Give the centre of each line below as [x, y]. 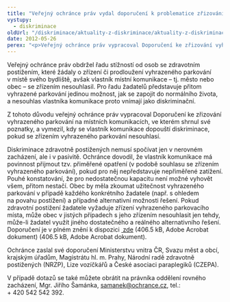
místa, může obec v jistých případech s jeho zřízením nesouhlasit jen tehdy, [114, 215]
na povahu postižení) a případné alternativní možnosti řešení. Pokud [103, 200]
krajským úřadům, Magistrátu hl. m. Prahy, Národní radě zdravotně [101, 257]
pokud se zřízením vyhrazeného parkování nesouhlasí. [84, 136]
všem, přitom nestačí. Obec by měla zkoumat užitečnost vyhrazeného [105, 186]
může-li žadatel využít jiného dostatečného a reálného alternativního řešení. [114, 222]
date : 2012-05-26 [32, 39]
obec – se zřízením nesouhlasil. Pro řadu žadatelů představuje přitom [104, 87]
